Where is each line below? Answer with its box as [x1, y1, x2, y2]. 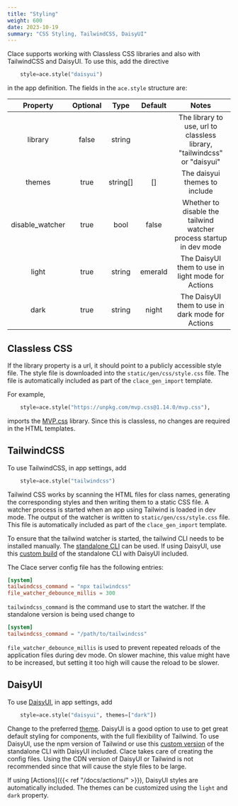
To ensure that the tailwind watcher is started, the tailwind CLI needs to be [7, 534, 225, 543]
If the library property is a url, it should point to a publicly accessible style [7, 361, 222, 370]
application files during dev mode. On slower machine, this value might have [7, 651, 230, 659]
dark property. [7, 790, 49, 799]
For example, [7, 390, 46, 398]
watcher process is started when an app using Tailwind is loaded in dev [7, 505, 216, 514]
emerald [140, 267, 168, 277]
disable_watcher [11, 220, 66, 230]
